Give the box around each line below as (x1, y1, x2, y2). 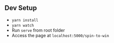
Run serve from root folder (11, 27, 65, 33)
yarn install (11, 18, 39, 22)
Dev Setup (4, 4, 37, 12)
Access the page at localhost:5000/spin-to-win (11, 32, 110, 38)
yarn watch (11, 23, 34, 28)
